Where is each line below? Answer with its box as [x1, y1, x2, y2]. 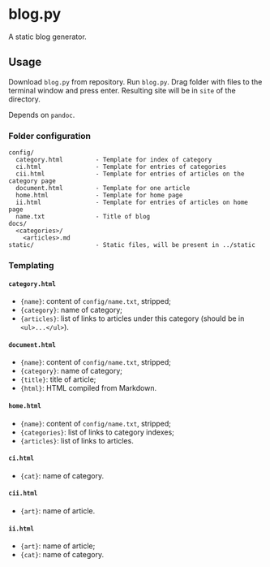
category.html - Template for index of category [15, 156, 212, 164]
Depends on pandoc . [8, 110, 75, 119]
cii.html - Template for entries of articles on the [15, 170, 245, 179]
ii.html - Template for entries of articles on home [15, 198, 249, 207]
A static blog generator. [8, 32, 87, 41]
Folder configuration [8, 130, 92, 141]
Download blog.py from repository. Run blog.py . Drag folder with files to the [8, 76, 263, 86]
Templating [8, 259, 54, 271]
